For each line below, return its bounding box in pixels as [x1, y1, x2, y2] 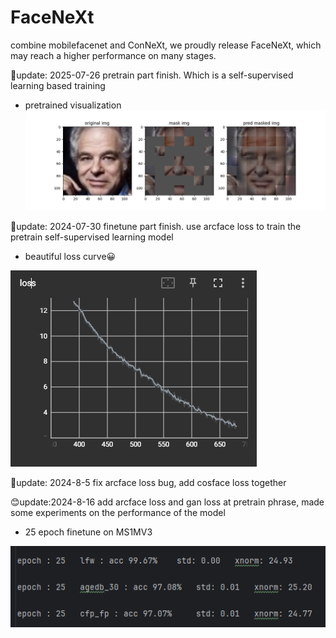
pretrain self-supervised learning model [10, 231, 174, 243]
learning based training [10, 79, 106, 91]
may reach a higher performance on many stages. [10, 49, 217, 61]
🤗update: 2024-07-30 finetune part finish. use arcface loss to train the [10, 220, 302, 232]
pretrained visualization [24, 99, 122, 111]
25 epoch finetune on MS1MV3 [24, 526, 153, 538]
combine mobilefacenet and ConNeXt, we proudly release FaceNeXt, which [10, 39, 322, 51]
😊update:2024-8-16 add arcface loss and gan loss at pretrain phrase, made [10, 496, 325, 508]
